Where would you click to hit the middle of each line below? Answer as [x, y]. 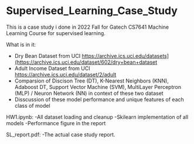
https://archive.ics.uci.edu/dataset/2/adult [65, 74]
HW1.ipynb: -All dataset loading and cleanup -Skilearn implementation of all [97, 117]
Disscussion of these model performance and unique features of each [99, 99]
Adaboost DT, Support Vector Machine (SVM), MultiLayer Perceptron [98, 87]
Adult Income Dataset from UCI [52, 68]
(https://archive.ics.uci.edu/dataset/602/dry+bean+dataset [86, 62]
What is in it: [21, 44]
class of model [33, 105]
